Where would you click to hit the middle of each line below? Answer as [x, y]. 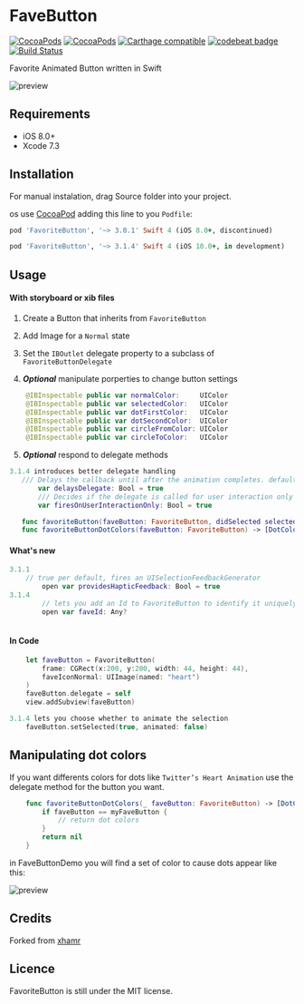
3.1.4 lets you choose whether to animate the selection [119, 719]
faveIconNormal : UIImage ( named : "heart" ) [121, 677]
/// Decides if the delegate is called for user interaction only [166, 497]
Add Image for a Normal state [76, 336]
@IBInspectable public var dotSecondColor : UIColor [127, 421]
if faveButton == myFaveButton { [105, 812]
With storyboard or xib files [62, 298]
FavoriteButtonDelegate [67, 362]
